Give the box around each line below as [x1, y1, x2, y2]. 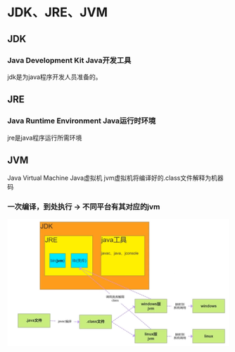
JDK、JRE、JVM [7, 4, 108, 20]
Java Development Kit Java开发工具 [7, 55, 132, 65]
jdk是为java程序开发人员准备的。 [7, 73, 102, 81]
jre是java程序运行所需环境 [7, 133, 82, 142]
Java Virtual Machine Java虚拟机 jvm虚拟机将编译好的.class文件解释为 [7, 174, 212, 182]
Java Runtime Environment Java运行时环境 [7, 116, 156, 126]
